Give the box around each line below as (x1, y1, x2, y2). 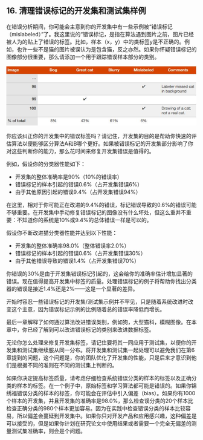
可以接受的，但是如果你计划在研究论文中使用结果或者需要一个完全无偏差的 (6, 420, 192, 427)
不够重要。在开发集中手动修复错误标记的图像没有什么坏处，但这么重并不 (6, 209, 186, 216)
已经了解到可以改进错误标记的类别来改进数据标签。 (27, 326, 155, 333)
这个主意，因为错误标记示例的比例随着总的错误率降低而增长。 (11, 306, 165, 313)
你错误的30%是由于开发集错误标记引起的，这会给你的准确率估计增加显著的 (6, 270, 193, 277)
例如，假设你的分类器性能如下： (6, 160, 86, 168)
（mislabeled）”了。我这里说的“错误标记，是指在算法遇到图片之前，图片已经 (6, 30, 195, 38)
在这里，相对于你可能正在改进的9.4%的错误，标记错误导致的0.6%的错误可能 (6, 202, 197, 209)
